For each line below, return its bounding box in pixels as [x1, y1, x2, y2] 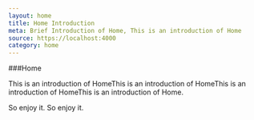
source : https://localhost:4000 [8, 34, 116, 42]
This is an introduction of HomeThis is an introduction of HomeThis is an [8, 79, 247, 89]
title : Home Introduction [8, 19, 95, 27]
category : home [8, 42, 59, 50]
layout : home [8, 11, 52, 20]
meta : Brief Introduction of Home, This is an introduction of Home [8, 26, 242, 34]
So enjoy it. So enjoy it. [8, 103, 84, 113]
